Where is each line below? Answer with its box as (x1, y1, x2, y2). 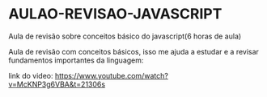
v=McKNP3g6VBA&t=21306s (8, 79, 106, 89)
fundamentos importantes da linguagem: (8, 55, 144, 65)
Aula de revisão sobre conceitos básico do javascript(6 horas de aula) (8, 31, 242, 41)
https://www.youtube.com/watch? (54, 71, 168, 80)
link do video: (8, 71, 53, 80)
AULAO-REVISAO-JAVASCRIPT (8, 5, 222, 23)
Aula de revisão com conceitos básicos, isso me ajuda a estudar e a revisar (8, 46, 259, 56)
